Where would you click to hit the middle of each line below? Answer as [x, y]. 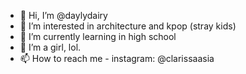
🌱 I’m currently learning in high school [98, 36]
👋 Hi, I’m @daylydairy [63, 15]
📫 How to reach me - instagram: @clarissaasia [117, 58]
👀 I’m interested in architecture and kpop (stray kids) [128, 26]
